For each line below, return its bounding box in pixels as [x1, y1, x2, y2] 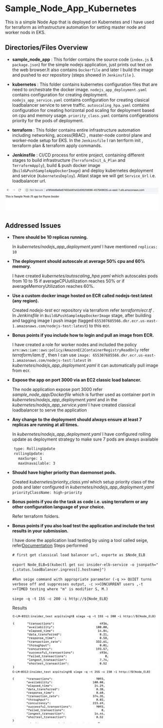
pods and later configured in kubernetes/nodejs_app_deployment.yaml [12, 484, 154, 490]
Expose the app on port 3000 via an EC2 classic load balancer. [12, 377, 142, 383]
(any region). [12, 298, 39, 304]
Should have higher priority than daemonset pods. [12, 469, 117, 475]
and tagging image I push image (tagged [12, 317, 94, 324]
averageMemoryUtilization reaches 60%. [12, 283, 95, 289]
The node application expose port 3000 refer [12, 387, 103, 392]
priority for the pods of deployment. [12, 117, 84, 123]
